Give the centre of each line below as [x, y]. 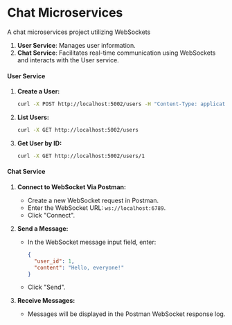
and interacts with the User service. [68, 60]
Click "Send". [46, 287]
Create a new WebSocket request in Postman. [93, 200]
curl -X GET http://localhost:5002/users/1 [81, 156]
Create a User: [38, 91]
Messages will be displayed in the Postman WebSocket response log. [126, 314]
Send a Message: [43, 228]
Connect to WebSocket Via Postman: [72, 187]
